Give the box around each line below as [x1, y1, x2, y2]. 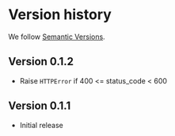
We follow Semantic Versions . [8, 32, 105, 41]
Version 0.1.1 [8, 99, 71, 113]
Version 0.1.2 [8, 55, 74, 68]
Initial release [19, 120, 63, 130]
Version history [8, 6, 112, 24]
